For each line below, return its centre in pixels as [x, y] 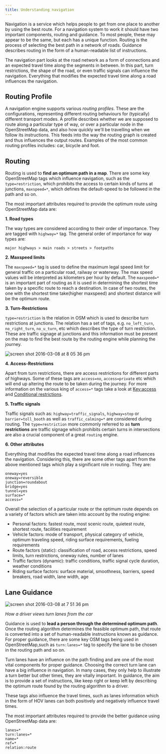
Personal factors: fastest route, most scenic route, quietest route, [79, 524]
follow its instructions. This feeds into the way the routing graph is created [81, 135]
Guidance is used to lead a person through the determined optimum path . [82, 624]
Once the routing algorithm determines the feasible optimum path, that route [83, 629]
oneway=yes [16, 474]
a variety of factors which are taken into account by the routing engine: [78, 514]
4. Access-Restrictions [29, 364]
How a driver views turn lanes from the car [49, 614]
